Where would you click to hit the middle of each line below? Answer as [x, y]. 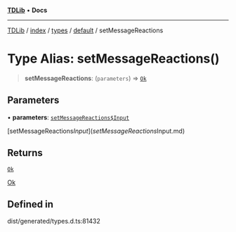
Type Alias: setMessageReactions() [113, 59]
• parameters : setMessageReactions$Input [68, 117]
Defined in [31, 204]
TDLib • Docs [27, 10]
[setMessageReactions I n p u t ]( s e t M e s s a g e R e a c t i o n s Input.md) [96, 131]
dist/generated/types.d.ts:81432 [54, 221]
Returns [25, 153]
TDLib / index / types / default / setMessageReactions [85, 30]
